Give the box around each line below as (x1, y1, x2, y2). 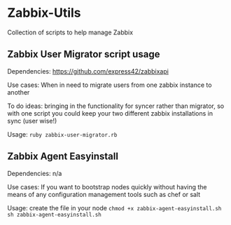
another (7, 88, 30, 96)
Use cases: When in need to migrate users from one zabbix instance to (7, 81, 212, 89)
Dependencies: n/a (7, 169, 62, 177)
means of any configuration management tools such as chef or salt (7, 190, 201, 198)
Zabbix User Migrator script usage (7, 48, 160, 60)
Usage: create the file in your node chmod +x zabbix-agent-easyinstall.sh (7, 203, 222, 212)
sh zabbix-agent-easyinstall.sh (7, 211, 101, 218)
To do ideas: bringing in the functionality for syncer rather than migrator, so (7, 102, 225, 110)
